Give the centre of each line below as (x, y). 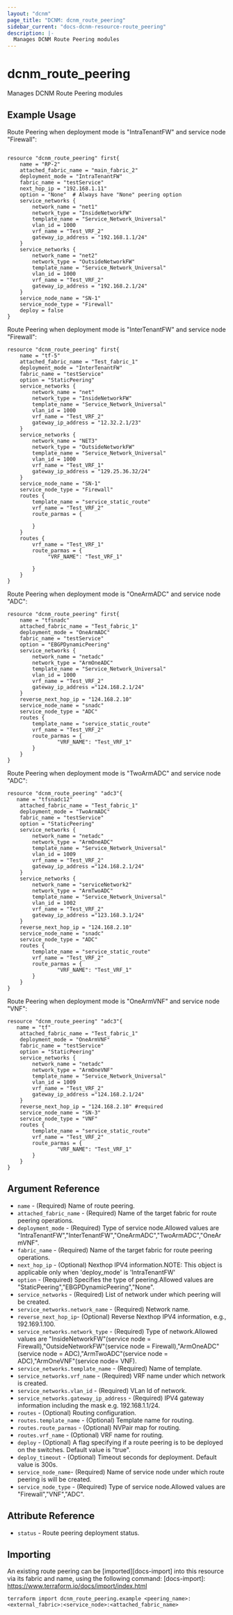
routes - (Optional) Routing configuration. (77, 1412)
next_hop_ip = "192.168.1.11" (64, 189)
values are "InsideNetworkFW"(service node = (84, 1339)
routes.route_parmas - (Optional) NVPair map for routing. (99, 1427)
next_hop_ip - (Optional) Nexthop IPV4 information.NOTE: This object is (120, 1265)
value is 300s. (37, 1464)
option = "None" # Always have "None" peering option (101, 195)
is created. (32, 1383)
